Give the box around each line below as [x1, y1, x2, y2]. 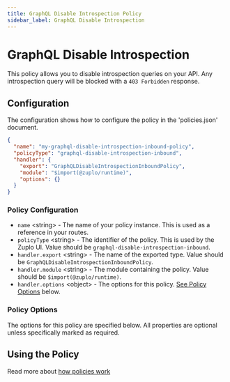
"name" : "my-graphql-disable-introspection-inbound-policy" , [13, 144, 195, 151]
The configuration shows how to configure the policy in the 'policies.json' [7, 116, 218, 124]
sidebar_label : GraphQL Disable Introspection [7, 17, 145, 24]
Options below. [17, 287, 61, 296]
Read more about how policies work [7, 367, 111, 375]
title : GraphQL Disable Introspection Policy [7, 10, 141, 17]
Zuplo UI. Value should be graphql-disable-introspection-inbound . [17, 243, 210, 252]
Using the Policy [7, 349, 79, 360]
